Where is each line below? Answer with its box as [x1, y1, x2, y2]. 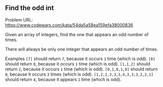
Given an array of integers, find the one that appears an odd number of [5, 31, 149, 37]
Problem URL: [5, 17, 33, 22]
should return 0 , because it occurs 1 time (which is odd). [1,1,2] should [5, 61, 151, 66]
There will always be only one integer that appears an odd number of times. [5, 46, 158, 52]
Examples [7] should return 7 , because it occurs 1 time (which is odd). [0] [5, 56, 156, 62]
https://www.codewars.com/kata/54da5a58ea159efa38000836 [5, 22, 134, 28]
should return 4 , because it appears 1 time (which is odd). [5, 76, 122, 82]
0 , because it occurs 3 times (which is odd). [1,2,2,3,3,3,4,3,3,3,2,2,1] [5, 71, 154, 77]
